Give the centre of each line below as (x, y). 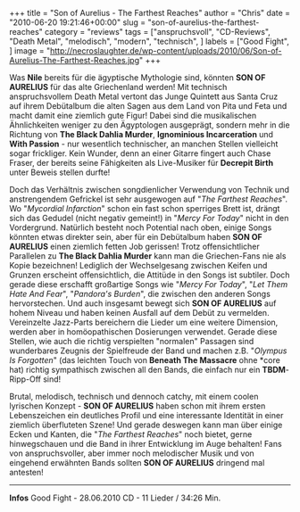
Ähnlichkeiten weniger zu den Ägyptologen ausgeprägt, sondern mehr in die (150, 125)
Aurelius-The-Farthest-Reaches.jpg (75, 60)
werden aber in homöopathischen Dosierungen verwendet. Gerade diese (143, 332)
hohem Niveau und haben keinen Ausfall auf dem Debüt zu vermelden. (139, 313)
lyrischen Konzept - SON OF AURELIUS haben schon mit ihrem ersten (137, 406)
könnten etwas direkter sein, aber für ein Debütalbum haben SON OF (136, 237)
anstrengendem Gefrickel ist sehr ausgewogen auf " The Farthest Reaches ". (149, 199)
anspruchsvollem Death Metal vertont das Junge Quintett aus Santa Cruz (144, 96)
